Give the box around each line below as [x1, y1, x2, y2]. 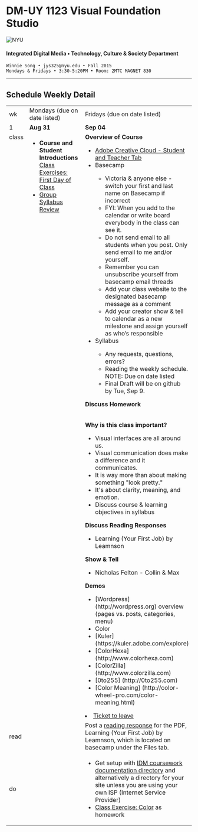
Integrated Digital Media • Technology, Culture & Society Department [6, 50, 179, 57]
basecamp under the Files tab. [85, 743, 169, 751]
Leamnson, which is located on [85, 736, 171, 744]
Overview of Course [85, 133, 143, 141]
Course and [39, 139, 73, 147]
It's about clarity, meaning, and [95, 485, 181, 494]
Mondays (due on [29, 106, 78, 115]
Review [39, 205, 60, 213]
